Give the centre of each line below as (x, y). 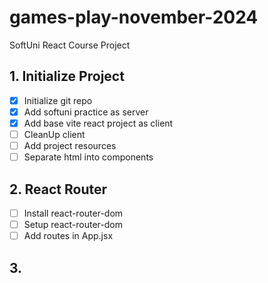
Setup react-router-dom (73, 224)
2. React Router (58, 189)
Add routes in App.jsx (68, 236)
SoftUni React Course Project (70, 45)
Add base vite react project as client (98, 123)
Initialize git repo (58, 100)
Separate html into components (88, 157)
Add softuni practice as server (86, 112)
